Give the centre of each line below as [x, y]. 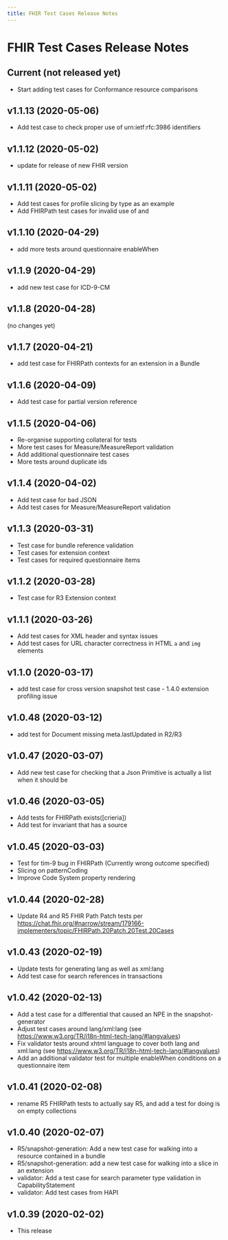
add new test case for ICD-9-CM [64, 287]
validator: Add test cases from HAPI [68, 1193]
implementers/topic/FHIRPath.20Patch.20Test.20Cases [95, 931]
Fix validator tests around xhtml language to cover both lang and [108, 1043]
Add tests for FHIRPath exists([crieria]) [72, 818]
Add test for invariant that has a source [72, 825]
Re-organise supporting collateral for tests [77, 440]
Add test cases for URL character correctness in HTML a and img [109, 644]
